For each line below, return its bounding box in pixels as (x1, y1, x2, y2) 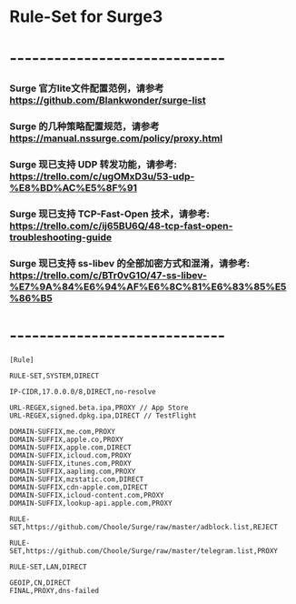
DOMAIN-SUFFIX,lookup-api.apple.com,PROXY (9, 498, 173, 508)
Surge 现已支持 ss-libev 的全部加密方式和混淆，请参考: (9, 257, 251, 269)
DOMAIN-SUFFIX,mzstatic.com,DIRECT (9, 475, 144, 484)
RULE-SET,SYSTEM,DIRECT (9, 371, 100, 380)
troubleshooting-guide (9, 231, 112, 244)
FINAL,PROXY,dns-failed (9, 586, 100, 595)
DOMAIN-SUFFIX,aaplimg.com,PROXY (9, 467, 136, 476)
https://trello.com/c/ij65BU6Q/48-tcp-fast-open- (9, 220, 233, 233)
